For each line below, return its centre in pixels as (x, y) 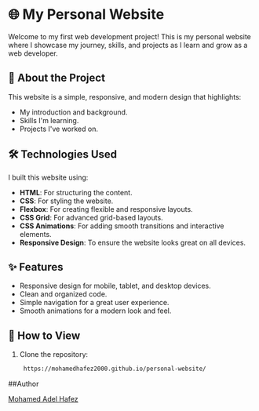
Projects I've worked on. (58, 129)
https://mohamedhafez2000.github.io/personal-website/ (115, 369)
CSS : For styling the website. (66, 201)
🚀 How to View (44, 335)
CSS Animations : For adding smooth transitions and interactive (122, 226)
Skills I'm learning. (49, 120)
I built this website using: (48, 177)
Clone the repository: (54, 355)
